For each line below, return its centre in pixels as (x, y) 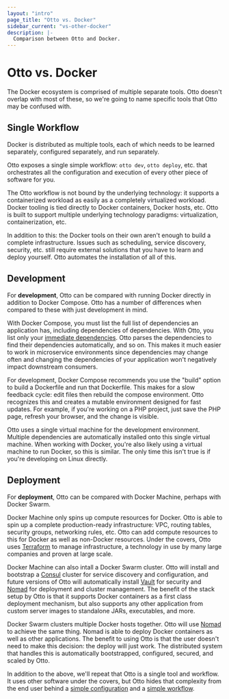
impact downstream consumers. (53, 367)
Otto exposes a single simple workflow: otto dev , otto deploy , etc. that (107, 164)
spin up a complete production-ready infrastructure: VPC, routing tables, (109, 524)
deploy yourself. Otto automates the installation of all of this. (92, 257)
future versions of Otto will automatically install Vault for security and (104, 581)
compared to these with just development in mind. (78, 310)
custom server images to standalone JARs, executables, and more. (101, 611)
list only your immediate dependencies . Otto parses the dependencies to (109, 337)
